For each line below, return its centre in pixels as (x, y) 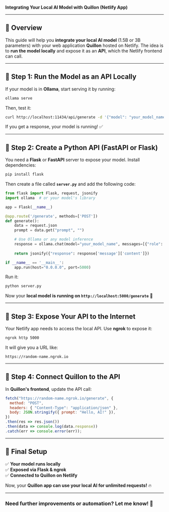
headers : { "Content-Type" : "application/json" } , (64, 408)
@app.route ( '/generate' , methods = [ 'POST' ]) (52, 216)
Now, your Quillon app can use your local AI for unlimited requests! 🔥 (78, 485)
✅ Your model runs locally (33, 464)
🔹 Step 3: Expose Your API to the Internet (70, 316)
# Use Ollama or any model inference (54, 239)
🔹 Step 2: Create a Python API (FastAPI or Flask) (82, 148)
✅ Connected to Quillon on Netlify (41, 475)
